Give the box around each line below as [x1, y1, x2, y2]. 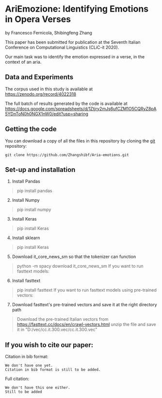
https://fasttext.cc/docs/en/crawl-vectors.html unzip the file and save [16, 322, 156, 328]
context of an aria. [5, 59, 42, 65]
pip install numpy [16, 207, 51, 212]
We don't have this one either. [5, 385, 70, 390]
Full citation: [5, 376, 30, 382]
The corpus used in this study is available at [5, 86, 93, 92]
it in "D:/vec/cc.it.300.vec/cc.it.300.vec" [16, 327, 97, 332]
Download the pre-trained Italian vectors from [16, 316, 109, 322]
